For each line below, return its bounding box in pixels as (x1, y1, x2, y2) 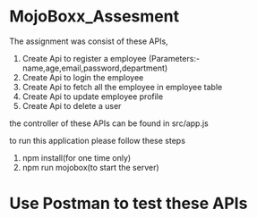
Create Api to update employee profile (21, 91, 164, 102)
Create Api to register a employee (21, 53, 147, 63)
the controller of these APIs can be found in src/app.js (9, 118, 209, 129)
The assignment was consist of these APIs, (9, 36, 168, 46)
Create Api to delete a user (21, 100, 122, 111)
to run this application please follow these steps (9, 135, 186, 146)
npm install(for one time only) (21, 152, 132, 163)
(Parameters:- (148, 53, 200, 63)
